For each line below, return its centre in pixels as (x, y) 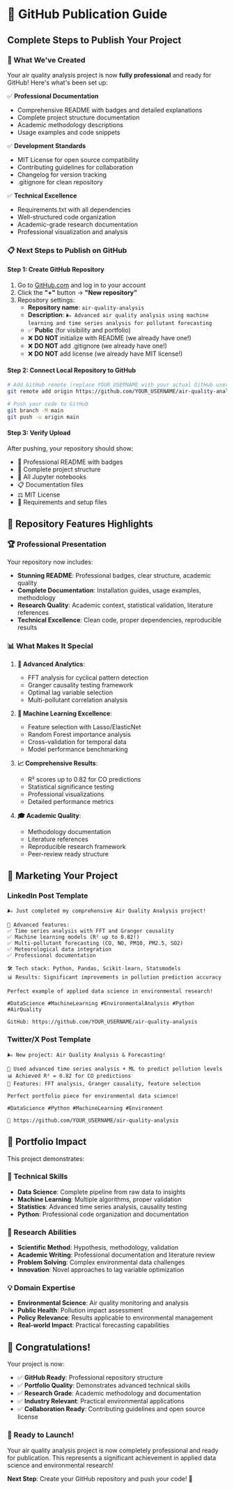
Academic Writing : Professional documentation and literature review (116, 1255)
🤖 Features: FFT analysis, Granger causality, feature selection (104, 1083)
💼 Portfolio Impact (47, 1142)
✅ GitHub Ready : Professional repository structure (90, 1378)
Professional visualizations (66, 794)
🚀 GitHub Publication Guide (87, 14)
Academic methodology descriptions (70, 124)
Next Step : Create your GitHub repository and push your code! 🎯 (100, 1478)
